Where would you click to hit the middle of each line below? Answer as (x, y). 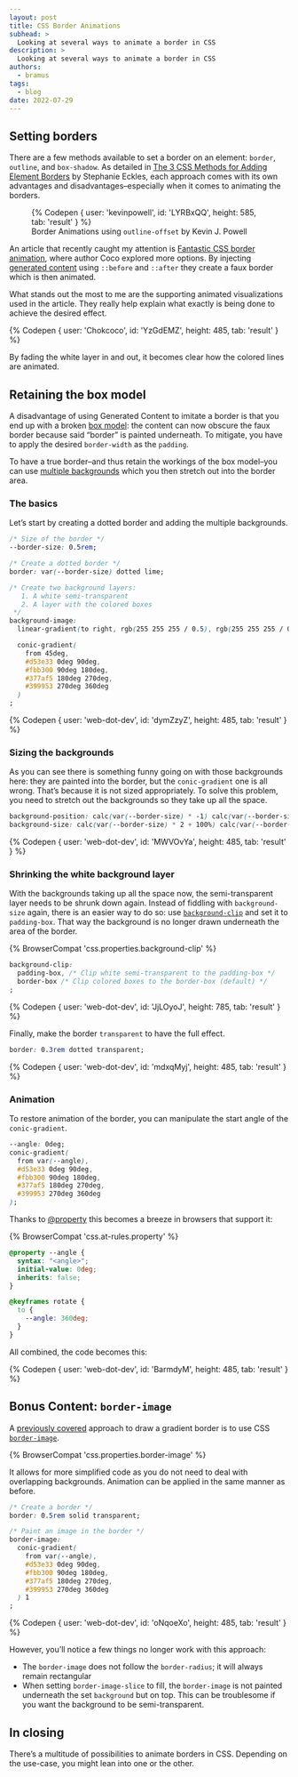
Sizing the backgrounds (62, 752)
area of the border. (43, 931)
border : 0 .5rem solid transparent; (75, 1516)
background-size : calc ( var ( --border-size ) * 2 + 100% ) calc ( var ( (133, 825)
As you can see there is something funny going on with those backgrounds (146, 772)
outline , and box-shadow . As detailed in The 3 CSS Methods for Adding (138, 167)
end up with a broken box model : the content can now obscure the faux (140, 425)
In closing (37, 1732)
